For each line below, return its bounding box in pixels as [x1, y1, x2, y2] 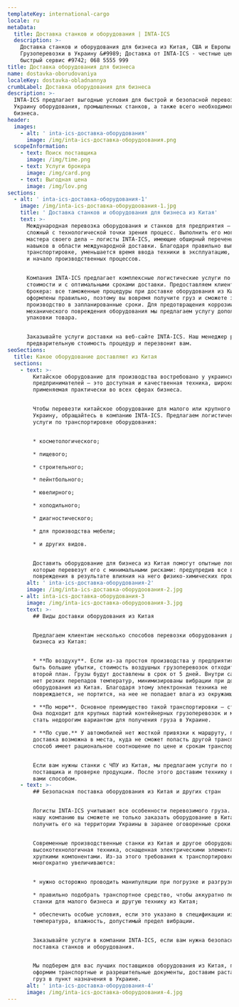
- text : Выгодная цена [20, 176, 87, 183]
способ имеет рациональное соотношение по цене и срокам [33, 742, 205, 750]
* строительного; [33, 464, 84, 471]
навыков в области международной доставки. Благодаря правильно [26, 242, 221, 249]
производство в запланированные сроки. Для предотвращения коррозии [26, 301, 234, 308]
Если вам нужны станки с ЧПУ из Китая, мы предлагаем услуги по [33, 761, 228, 769]
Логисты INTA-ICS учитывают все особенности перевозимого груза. [33, 808, 231, 815]
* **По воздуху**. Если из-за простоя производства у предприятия [33, 657, 234, 664]
